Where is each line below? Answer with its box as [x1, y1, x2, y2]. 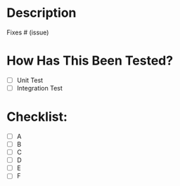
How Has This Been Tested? [6, 53, 174, 69]
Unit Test [16, 76, 44, 84]
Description [6, 5, 77, 21]
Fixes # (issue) [6, 28, 49, 36]
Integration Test [16, 84, 63, 92]
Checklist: [6, 109, 68, 125]
